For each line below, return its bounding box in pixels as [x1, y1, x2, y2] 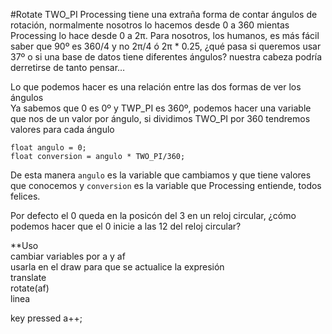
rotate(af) [10, 282, 50, 294]
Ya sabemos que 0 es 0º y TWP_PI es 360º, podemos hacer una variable [10, 102, 312, 114]
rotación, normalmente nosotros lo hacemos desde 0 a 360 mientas [10, 19, 290, 31]
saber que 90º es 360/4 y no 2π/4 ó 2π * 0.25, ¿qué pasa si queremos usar [10, 40, 322, 52]
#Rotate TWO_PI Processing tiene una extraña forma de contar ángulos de [10, 9, 318, 20]
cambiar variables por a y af [10, 250, 126, 262]
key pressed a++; [10, 312, 83, 324]
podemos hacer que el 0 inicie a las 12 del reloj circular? [10, 220, 242, 232]
